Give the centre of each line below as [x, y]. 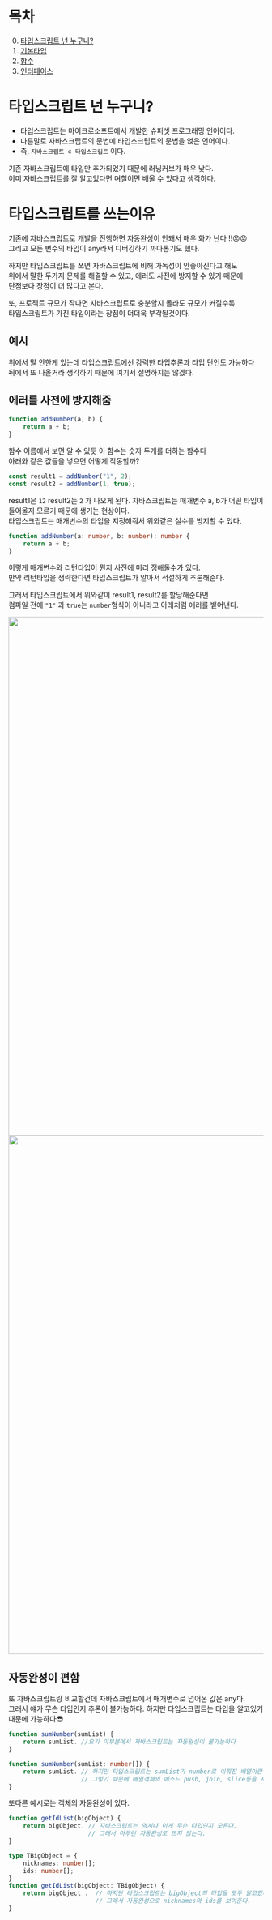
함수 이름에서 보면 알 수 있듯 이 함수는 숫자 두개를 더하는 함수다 [108, 451]
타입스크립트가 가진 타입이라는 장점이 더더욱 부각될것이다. [99, 313]
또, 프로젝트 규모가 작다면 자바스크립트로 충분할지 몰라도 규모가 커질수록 [122, 303]
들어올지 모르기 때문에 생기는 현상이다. [69, 511]
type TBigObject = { [43, 1856]
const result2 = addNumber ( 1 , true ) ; [72, 484]
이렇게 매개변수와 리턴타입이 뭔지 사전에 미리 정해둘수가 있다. [104, 567]
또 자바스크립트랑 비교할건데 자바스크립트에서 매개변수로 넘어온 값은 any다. [127, 1699]
